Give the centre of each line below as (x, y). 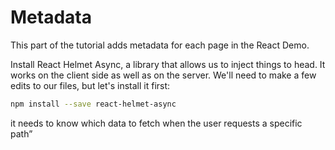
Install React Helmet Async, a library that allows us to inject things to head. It (168, 64)
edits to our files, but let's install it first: (90, 85)
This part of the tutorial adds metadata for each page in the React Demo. (160, 45)
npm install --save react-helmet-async (93, 104)
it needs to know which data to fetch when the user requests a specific (156, 123)
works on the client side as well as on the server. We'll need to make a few (163, 75)
